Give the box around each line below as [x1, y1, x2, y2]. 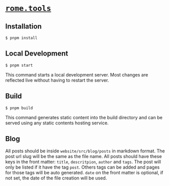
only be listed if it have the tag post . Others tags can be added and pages [5, 164, 160, 170]
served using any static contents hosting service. [5, 120, 109, 126]
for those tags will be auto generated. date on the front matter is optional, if [5, 170, 163, 176]
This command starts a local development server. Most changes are [5, 71, 149, 77]
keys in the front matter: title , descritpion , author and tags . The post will [5, 159, 161, 165]
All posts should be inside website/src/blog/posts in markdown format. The [5, 148, 165, 154]
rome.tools [5, 4, 52, 13]
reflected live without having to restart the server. [5, 77, 109, 83]
